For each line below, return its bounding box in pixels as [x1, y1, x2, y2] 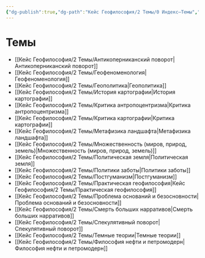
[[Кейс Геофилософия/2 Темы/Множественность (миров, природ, [14, 140, 187, 148]
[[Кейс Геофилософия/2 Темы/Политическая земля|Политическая [14, 153, 188, 161]
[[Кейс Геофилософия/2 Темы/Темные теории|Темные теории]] [14, 231, 181, 239]
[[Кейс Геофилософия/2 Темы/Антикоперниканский [14, 56, 151, 63]
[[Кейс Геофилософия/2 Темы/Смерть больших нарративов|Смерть [14, 205, 193, 213]
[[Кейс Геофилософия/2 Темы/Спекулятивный [14, 218, 135, 226]
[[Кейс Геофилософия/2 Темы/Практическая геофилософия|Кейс [14, 179, 185, 187]
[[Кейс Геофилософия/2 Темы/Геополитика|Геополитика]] [14, 82, 166, 89]
